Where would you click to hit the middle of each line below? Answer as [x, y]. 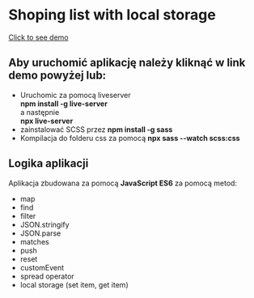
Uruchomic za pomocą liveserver [75, 95]
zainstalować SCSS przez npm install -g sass [96, 129]
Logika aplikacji [49, 164]
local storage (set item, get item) [74, 284]
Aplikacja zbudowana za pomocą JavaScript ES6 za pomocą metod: [123, 183]
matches [35, 241]
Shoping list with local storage [112, 15]
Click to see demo [38, 37]
